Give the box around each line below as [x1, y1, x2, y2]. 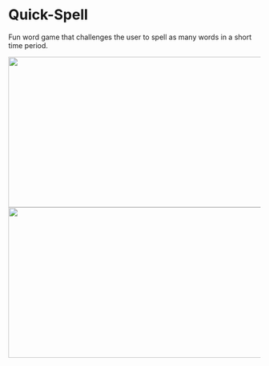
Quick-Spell [8, 6, 88, 24]
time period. [8, 40, 48, 50]
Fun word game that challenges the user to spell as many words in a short [8, 32, 252, 42]
